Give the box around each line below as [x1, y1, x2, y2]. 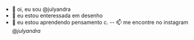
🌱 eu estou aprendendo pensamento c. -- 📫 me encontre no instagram [11, 19, 189, 26]
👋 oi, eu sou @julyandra [11, 6, 71, 13]
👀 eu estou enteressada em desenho [11, 12, 103, 19]
